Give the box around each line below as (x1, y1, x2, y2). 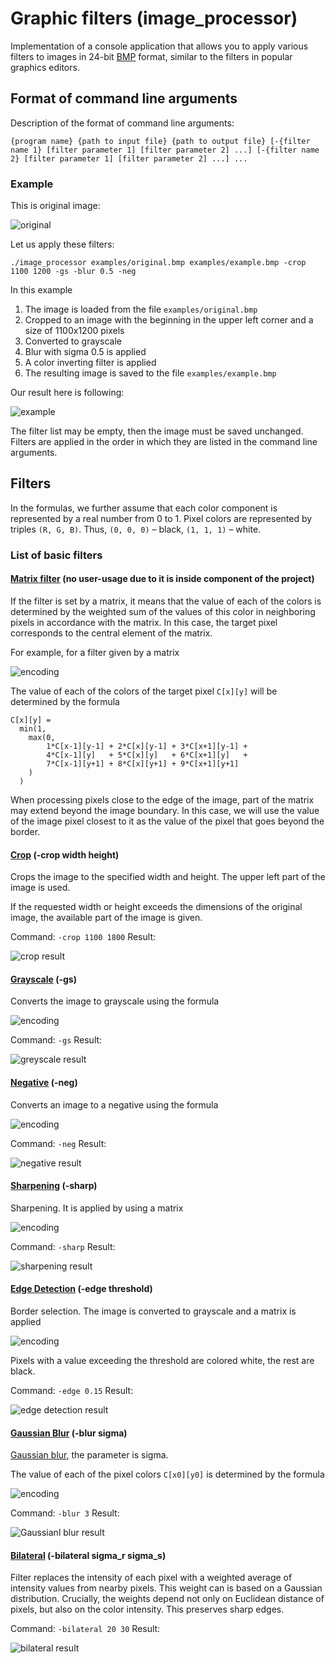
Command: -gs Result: (10, 1034, 103, 1046)
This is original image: (10, 200, 101, 212)
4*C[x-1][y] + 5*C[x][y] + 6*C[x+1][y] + (46, 750, 248, 760)
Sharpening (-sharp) (10, 1180, 98, 1192)
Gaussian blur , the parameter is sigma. (10, 1449, 169, 1461)
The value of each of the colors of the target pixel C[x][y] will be (10, 685, 278, 697)
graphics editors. (10, 61, 80, 73)
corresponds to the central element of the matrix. (10, 627, 213, 639)
